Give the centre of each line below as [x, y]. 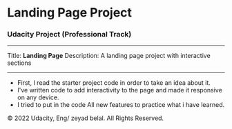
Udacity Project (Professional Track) [69, 34]
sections [19, 63]
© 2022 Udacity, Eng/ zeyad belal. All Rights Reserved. [86, 118]
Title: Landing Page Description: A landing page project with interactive [109, 56]
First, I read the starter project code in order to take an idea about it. [114, 83]
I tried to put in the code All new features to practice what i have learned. [121, 105]
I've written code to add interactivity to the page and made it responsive [119, 90]
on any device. [38, 97]
